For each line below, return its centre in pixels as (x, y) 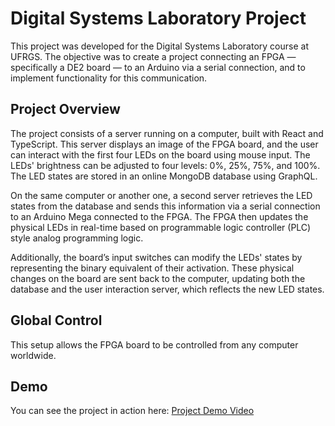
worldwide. (33, 355)
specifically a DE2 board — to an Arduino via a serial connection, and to (158, 67)
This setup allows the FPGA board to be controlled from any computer (154, 344)
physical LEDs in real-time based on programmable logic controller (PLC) (161, 227)
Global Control (56, 320)
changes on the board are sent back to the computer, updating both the (158, 278)
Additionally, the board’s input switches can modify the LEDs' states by (156, 257)
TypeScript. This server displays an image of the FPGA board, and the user (164, 144)
